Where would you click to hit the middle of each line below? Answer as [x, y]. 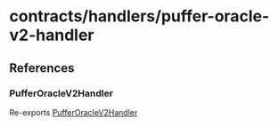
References [42, 68]
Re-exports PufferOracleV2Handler [74, 112]
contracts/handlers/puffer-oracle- [139, 16]
